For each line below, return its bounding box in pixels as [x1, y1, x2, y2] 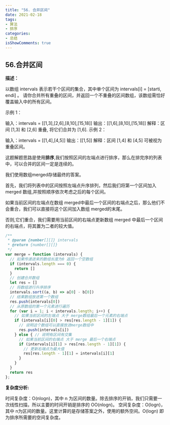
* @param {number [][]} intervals [7, 238, 79, 243]
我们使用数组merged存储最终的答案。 [5, 171, 84, 178]
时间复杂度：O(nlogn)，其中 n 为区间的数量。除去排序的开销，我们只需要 [5, 395, 158, 401]
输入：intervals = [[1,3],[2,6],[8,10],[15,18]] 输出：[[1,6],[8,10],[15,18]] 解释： [5, 120, 161, 126]
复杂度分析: [5, 384, 29, 390]
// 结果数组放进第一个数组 [10, 294, 58, 300]
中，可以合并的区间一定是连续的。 [5, 160, 77, 167]
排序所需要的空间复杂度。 [9, 414, 63, 420]
